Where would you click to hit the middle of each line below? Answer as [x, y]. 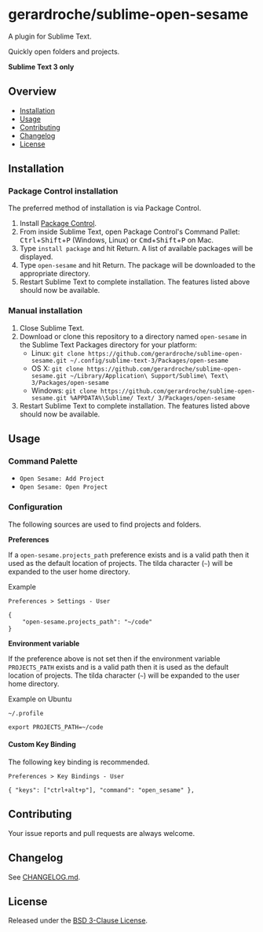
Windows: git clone [64, 390]
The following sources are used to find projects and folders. [105, 524]
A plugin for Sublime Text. [50, 36]
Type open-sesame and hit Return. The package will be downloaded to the [137, 265]
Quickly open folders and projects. [64, 51]
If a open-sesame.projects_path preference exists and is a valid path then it [129, 555]
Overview [33, 92]
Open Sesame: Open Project [64, 487]
